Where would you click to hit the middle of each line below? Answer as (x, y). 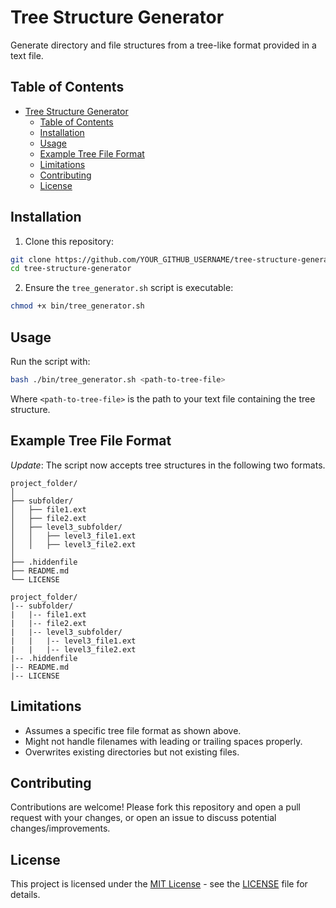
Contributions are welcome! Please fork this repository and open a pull (155, 807)
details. (25, 895)
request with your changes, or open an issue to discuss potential (143, 818)
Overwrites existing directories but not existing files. (132, 752)
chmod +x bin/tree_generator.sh (77, 306)
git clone (31, 259)
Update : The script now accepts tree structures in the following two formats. (168, 465)
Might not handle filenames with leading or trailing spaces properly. (163, 741)
